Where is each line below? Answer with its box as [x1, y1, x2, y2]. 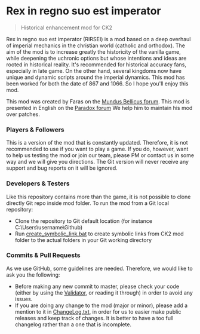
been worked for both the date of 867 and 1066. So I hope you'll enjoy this [6, 79, 189, 87]
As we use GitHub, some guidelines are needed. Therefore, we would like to [6, 265, 193, 272]
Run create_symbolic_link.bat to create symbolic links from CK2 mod [14, 230, 184, 237]
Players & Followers [6, 125, 64, 134]
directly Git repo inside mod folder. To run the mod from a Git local [6, 199, 169, 207]
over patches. [6, 111, 40, 118]
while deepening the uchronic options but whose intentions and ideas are [6, 54, 187, 62]
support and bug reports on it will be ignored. [6, 164, 118, 171]
